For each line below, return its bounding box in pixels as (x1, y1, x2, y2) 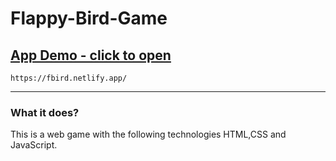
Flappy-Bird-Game (10, 7, 168, 30)
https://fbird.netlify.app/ (10, 73, 128, 83)
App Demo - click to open (10, 47, 172, 64)
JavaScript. (10, 139, 58, 151)
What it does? (10, 105, 80, 119)
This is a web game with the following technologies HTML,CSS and (10, 128, 287, 141)
